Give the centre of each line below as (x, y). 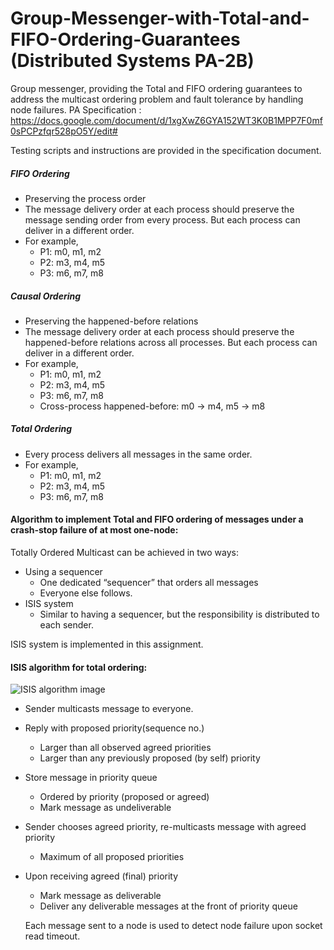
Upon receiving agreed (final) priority (101, 876)
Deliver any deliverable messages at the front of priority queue (168, 906)
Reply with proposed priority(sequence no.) (114, 728)
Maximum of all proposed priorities (112, 857)
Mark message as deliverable (100, 896)
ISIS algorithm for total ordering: (79, 667)
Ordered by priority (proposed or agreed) (124, 797)
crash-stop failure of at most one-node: (94, 530)
